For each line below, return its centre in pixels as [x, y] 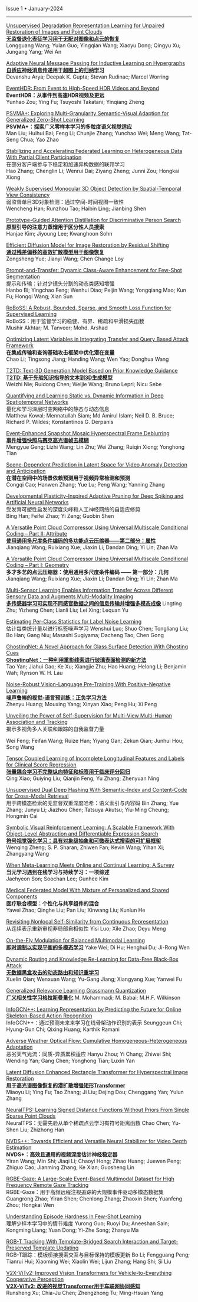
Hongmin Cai [22, 816]
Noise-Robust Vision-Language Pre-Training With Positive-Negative [88, 684]
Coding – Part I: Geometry [38, 565]
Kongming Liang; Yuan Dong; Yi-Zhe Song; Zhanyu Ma [72, 1230]
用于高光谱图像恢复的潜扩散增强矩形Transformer [66, 1085]
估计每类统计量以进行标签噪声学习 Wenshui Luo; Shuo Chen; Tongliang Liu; [97, 629]
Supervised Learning [32, 314]
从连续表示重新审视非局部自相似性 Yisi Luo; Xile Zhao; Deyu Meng [86, 929]
